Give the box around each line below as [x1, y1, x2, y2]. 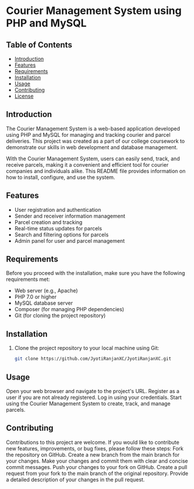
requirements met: [6, 276, 51, 283]
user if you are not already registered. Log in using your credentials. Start [6, 394, 182, 401]
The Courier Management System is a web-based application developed [6, 125, 181, 132]
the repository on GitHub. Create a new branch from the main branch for [6, 451, 179, 458]
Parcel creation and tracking [14, 218, 83, 226]
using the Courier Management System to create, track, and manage [6, 400, 171, 407]
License [14, 92, 34, 99]
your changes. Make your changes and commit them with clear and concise [6, 457, 188, 464]
